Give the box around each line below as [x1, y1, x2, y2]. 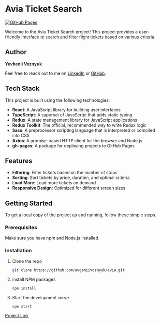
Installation [5, 247, 32, 254]
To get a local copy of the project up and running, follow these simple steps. [5, 212, 157, 218]
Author [5, 48, 27, 56]
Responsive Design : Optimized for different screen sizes [12, 185, 126, 191]
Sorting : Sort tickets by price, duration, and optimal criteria [12, 175, 130, 180]
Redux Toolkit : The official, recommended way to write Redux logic [12, 122, 146, 128]
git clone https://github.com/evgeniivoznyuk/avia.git [12, 268, 125, 273]
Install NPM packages [12, 276, 56, 282]
